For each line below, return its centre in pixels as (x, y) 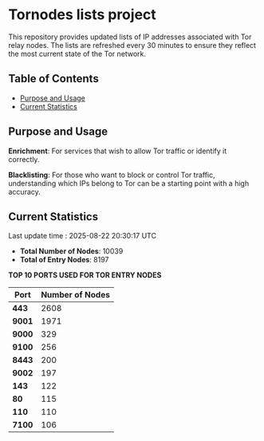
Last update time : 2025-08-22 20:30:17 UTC (83, 236)
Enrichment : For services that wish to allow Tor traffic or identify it (118, 151)
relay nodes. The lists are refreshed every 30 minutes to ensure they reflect (132, 45)
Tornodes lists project (83, 15)
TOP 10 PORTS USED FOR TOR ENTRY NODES (85, 275)
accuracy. (25, 191)
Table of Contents (54, 79)
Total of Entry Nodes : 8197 (64, 260)
